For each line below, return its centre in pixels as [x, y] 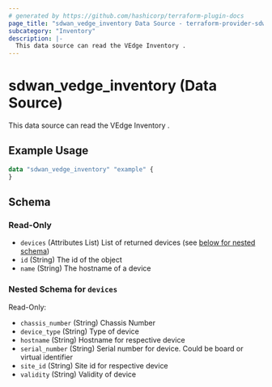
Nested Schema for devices [63, 289]
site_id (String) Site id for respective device [94, 365]
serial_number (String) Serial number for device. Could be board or [132, 348]
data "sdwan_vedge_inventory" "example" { [81, 169]
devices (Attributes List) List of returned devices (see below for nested [138, 242]
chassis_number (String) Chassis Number [88, 322]
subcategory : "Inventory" [52, 31]
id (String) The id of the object [71, 260]
